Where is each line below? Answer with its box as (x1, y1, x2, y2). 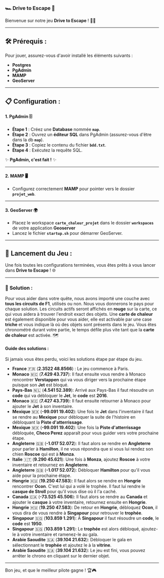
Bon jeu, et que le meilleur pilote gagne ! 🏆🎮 (5, 567, 97, 573)
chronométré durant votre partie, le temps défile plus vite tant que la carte (5, 327, 155, 333)
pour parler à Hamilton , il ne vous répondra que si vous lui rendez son (12, 446, 154, 452)
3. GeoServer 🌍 (5, 207, 38, 213)
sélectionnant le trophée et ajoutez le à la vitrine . (12, 542, 112, 548)
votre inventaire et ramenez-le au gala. (20, 531, 99, 537)
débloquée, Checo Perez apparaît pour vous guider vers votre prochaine (12, 430, 159, 436)
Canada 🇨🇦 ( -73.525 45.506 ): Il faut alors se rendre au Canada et (12, 494, 148, 500)
